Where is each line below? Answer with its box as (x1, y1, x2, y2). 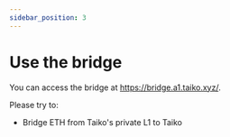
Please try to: (9, 99, 59, 110)
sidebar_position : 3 (9, 13, 87, 23)
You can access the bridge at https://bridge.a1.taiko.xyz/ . (9, 82, 221, 93)
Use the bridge (9, 51, 123, 72)
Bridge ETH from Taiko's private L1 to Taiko (22, 116, 183, 127)
